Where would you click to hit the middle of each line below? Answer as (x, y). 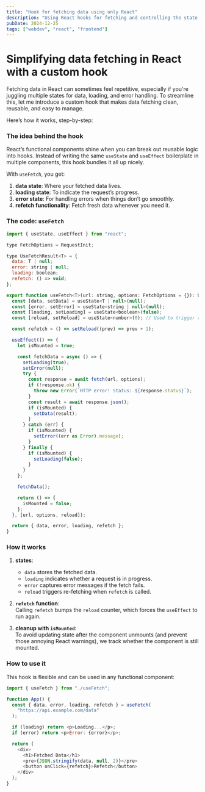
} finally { (38, 447)
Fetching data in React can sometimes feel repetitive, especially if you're (98, 89)
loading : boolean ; (35, 273)
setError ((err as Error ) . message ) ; (78, 436)
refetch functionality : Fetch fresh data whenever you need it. (93, 206)
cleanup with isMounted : (46, 628)
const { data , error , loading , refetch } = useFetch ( (81, 705)
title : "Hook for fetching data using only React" (72, 12)
